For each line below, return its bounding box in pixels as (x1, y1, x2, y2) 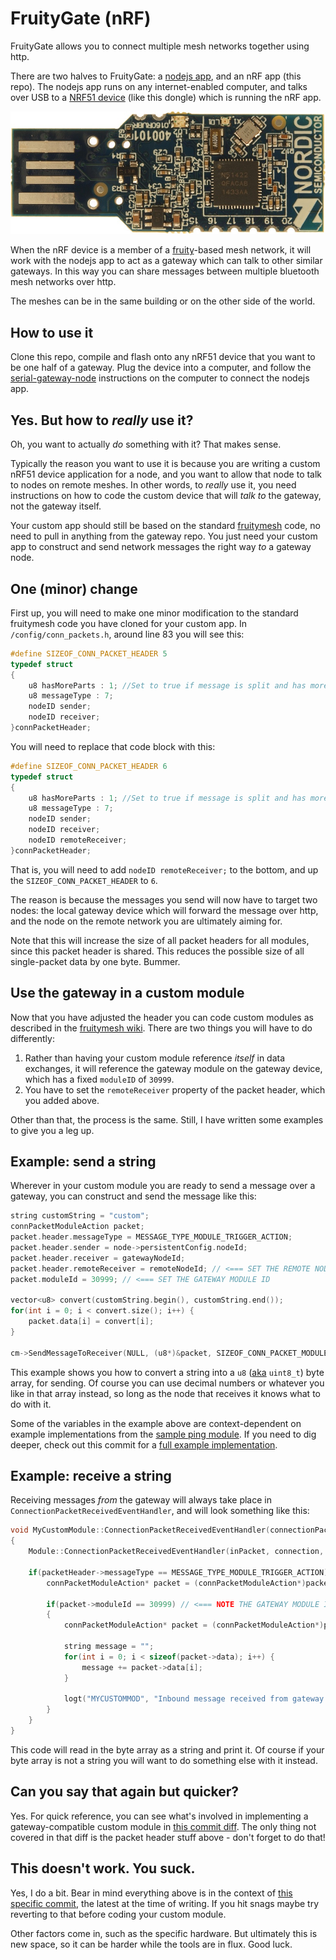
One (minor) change (10, 580, 138, 597)
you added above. (24, 1094, 100, 1106)
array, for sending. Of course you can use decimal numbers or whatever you (10, 1377, 325, 1389)
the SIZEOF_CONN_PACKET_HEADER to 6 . (10, 874, 158, 886)
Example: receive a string (10, 1468, 172, 1485)
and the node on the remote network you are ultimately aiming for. (10, 915, 283, 927)
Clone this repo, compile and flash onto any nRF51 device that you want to (10, 351, 316, 363)
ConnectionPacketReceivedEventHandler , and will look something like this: (10, 1505, 310, 1517)
